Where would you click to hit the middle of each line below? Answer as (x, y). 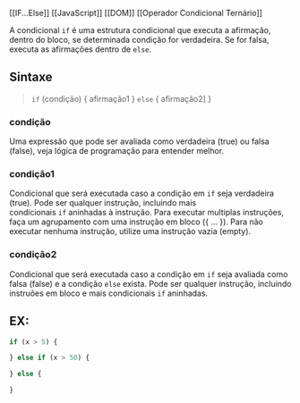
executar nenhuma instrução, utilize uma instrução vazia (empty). (130, 231)
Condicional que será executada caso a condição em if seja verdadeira (142, 193)
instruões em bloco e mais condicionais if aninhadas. (109, 293)
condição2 (33, 255)
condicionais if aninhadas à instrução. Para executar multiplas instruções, (147, 213)
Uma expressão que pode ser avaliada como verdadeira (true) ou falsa (140, 141)
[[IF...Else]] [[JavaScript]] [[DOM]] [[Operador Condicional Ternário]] (136, 13)
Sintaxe (31, 77)
